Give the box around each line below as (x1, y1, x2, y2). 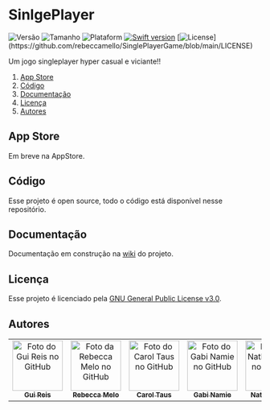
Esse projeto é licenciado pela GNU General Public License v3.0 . (8, 294, 223, 304)
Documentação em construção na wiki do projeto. (8, 249, 174, 259)
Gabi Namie (193, 391, 231, 400)
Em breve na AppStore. (8, 151, 85, 160)
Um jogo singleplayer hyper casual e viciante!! (8, 56, 162, 66)
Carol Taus (136, 391, 172, 400)
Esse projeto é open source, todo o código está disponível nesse (8, 196, 223, 205)
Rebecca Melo (72, 391, 120, 400)
